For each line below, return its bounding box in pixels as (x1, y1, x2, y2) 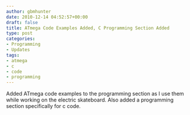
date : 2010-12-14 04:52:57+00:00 (6, 14, 88, 20)
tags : (6, 52, 19, 58)
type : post (6, 31, 33, 36)
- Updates (6, 47, 31, 53)
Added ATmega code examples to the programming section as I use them (6, 90, 184, 97)
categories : (6, 36, 35, 42)
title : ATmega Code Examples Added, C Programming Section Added (6, 25, 169, 31)
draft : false (6, 19, 38, 25)
